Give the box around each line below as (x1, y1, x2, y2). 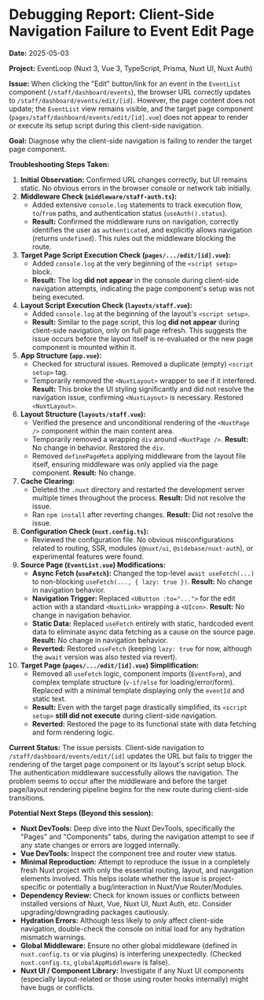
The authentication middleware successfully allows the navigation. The (9, 768, 239, 777)
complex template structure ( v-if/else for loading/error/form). (31, 677, 235, 686)
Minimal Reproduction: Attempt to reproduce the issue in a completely (20, 857, 251, 866)
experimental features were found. (31, 552, 145, 561)
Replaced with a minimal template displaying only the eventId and (31, 686, 245, 695)
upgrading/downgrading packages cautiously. (20, 907, 170, 916)
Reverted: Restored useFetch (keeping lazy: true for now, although (31, 644, 252, 653)
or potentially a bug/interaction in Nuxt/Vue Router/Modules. (47, 882, 244, 891)
